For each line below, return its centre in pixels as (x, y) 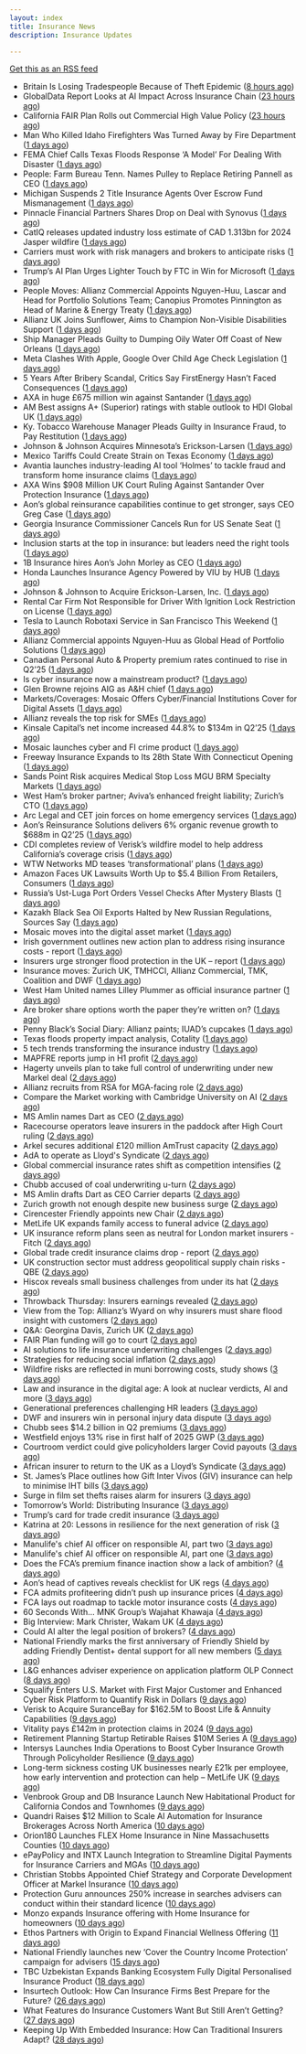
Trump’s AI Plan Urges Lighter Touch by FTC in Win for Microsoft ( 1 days (158, 272)
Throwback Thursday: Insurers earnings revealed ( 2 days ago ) (140, 1301)
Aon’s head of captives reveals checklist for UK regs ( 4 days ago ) (146, 1583)
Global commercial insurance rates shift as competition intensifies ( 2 (152, 1165)
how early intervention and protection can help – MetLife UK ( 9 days (151, 1777)
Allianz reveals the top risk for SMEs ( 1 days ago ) (115, 718)
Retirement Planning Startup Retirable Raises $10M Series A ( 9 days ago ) (160, 1738)
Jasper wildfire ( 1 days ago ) (75, 242)
